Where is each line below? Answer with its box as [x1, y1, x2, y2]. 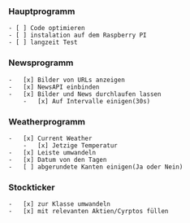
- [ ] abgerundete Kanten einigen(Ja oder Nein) [8, 163, 184, 171]
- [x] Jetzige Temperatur [23, 141, 118, 150]
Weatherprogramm [8, 116, 86, 127]
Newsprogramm [8, 57, 74, 68]
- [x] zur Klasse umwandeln [8, 200, 111, 208]
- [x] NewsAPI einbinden [8, 83, 100, 91]
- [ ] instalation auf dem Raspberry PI [8, 31, 148, 40]
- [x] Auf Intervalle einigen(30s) [23, 97, 151, 105]
